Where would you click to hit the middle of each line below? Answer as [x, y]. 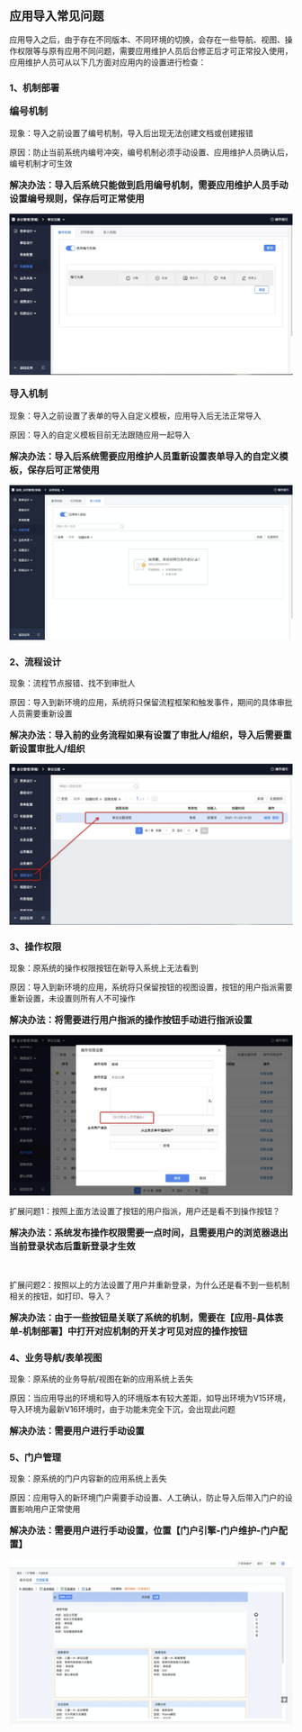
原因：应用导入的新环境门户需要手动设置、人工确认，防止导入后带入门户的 [147, 1498]
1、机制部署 [35, 87]
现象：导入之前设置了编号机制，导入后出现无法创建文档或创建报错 [131, 132]
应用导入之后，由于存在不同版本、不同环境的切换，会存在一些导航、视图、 [147, 40]
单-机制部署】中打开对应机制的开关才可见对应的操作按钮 [129, 1331]
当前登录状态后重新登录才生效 [73, 1246]
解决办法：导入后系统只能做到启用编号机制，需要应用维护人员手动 [149, 185]
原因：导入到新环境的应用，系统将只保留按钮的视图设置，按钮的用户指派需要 [151, 987]
